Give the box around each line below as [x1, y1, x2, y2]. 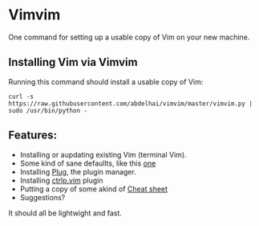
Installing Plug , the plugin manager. [19, 166, 136, 176]
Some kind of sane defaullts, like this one [19, 158, 156, 168]
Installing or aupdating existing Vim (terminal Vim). [19, 150, 187, 159]
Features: [8, 129, 58, 142]
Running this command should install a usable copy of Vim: [8, 76, 204, 86]
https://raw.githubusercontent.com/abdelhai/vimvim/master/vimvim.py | [8, 99, 253, 108]
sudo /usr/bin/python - [8, 106, 88, 114]
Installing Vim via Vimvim [8, 55, 138, 69]
